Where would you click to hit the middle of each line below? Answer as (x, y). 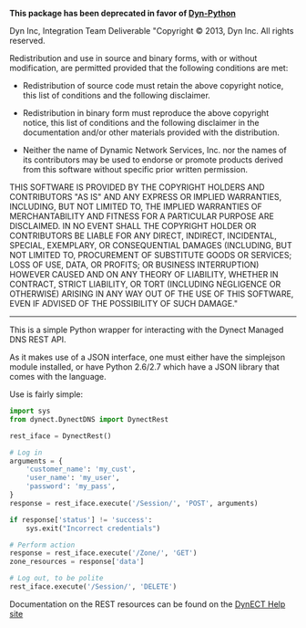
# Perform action (42, 545)
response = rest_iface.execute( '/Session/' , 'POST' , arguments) (134, 503)
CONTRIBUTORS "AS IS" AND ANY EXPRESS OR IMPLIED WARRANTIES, (146, 197)
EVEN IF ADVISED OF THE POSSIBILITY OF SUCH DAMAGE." (124, 304)
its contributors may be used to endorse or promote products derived (153, 160)
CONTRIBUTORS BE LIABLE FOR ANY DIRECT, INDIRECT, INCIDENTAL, (143, 235)
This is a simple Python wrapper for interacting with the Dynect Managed (147, 330)
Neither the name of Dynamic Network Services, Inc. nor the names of (154, 150)
